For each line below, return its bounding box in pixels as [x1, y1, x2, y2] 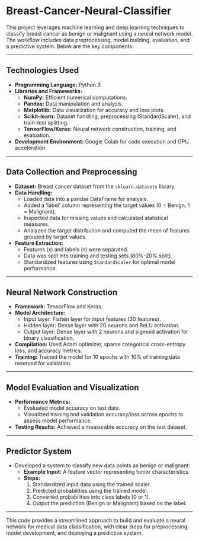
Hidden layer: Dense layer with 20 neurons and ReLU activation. [23, 322, 179, 329]
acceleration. [14, 144, 47, 151]
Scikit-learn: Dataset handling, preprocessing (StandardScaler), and [23, 113, 191, 120]
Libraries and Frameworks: [14, 87, 83, 94]
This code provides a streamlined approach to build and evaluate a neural [6, 517, 185, 524]
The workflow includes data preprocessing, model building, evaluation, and [6, 36, 190, 43]
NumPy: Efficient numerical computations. [23, 94, 128, 101]
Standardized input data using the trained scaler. [32, 481, 151, 487]
